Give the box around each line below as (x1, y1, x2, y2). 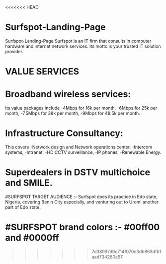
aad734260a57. (91, 254, 124, 260)
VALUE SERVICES (5, 66, 80, 77)
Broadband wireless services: (5, 89, 131, 100)
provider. (5, 48, 24, 54)
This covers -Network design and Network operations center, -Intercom (5, 144, 153, 150)
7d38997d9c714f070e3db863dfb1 (91, 248, 162, 255)
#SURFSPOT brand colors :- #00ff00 (5, 222, 160, 233)
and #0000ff (5, 232, 59, 244)
